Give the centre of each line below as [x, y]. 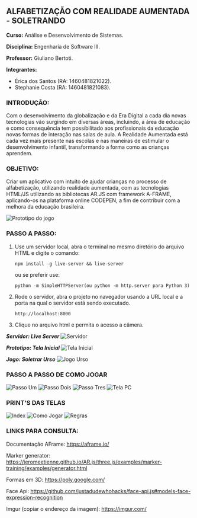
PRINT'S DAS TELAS [36, 402]
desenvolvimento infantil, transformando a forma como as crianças [88, 147]
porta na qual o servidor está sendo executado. [72, 303]
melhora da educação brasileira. [45, 207]
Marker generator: [28, 455]
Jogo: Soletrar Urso [31, 359]
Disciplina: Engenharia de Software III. [53, 46]
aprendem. [19, 154]
